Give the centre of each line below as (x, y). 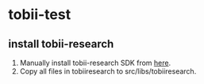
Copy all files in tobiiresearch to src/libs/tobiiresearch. (108, 71)
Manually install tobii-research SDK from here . (95, 63)
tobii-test (40, 15)
